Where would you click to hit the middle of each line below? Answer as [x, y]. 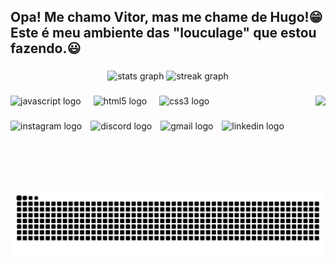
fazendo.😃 [46, 48]
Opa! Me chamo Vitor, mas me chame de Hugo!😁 [166, 17]
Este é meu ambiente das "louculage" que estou [163, 33]
